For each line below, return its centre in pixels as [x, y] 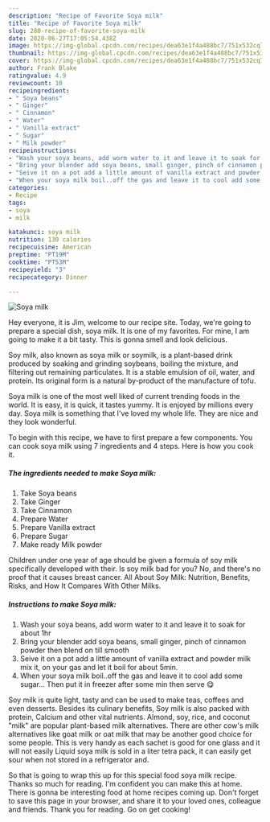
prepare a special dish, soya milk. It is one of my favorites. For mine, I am [129, 331]
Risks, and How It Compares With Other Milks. [85, 586]
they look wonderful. [43, 422]
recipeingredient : [39, 90]
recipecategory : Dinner [48, 277]
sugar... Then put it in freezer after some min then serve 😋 [117, 684]
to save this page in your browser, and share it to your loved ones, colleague [135, 801]
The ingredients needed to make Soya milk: [82, 473]
